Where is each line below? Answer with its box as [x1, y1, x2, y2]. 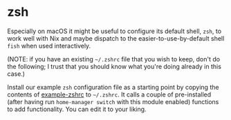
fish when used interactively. [7, 41, 91, 50]
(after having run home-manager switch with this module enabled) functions [7, 97, 219, 106]
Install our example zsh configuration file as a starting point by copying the [7, 83, 219, 91]
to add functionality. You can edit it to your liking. [7, 105, 147, 113]
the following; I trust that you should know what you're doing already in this [7, 62, 221, 70]
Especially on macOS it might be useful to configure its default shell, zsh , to [7, 27, 222, 35]
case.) [7, 70, 26, 78]
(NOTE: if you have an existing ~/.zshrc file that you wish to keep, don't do [7, 54, 220, 63]
